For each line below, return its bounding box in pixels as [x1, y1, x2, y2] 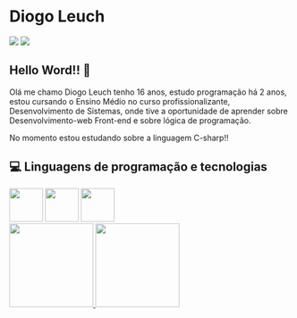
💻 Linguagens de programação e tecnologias [9, 159, 268, 175]
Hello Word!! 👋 [9, 63, 91, 78]
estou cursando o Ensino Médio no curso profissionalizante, [9, 96, 231, 106]
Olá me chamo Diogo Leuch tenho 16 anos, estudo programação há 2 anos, [9, 87, 288, 97]
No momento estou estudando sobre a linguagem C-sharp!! [9, 132, 229, 143]
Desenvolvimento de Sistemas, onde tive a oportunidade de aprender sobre [9, 105, 288, 116]
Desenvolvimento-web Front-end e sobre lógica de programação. [9, 114, 251, 126]
